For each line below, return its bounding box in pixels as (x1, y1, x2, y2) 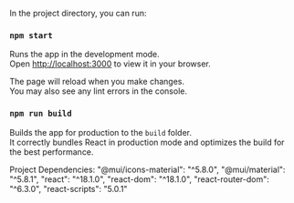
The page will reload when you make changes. (9, 76, 185, 87)
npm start (9, 30, 53, 40)
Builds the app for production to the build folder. (9, 127, 193, 137)
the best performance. (9, 146, 94, 157)
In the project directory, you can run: (9, 8, 147, 18)
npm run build (9, 108, 72, 119)
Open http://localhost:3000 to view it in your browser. (9, 58, 212, 69)
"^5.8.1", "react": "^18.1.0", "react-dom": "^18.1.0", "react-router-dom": (9, 173, 269, 185)
